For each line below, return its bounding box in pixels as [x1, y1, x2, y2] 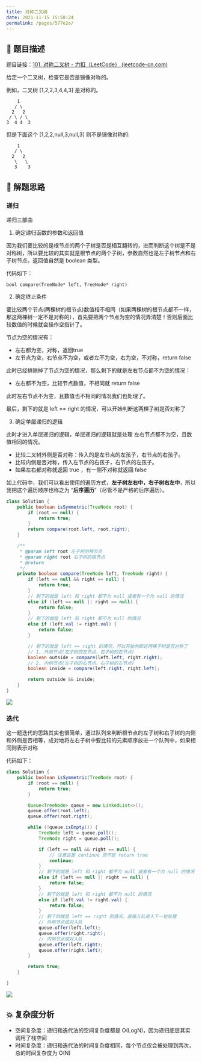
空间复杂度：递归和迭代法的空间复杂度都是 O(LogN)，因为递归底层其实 [14, 1026, 191, 1034]
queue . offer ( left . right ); [38, 942, 103, 948]
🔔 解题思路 [6, 182, 45, 192]
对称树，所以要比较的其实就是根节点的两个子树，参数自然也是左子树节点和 [6, 249, 191, 256]
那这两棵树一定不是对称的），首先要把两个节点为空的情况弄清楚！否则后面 [6, 313, 188, 320]
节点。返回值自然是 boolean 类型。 [16, 256, 103, 264]
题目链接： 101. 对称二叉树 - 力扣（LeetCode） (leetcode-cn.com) [6, 61, 168, 68]
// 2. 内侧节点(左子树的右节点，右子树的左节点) [28, 660, 135, 666]
